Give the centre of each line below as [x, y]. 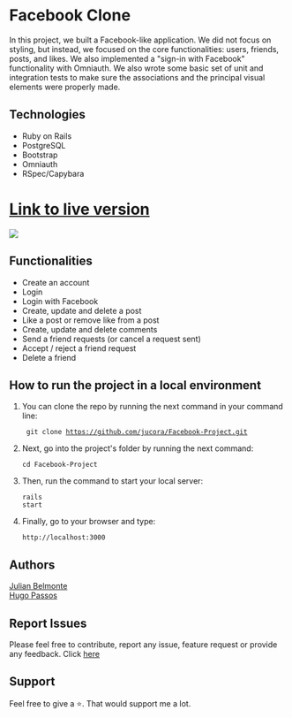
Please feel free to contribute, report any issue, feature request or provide [143, 644]
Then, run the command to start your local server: [112, 481]
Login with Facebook [60, 301]
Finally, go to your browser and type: [89, 522]
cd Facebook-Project [60, 465]
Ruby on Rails [47, 136]
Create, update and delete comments [90, 329]
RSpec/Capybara [53, 173]
